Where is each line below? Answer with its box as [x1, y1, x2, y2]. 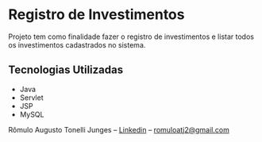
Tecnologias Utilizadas [8, 63, 124, 77]
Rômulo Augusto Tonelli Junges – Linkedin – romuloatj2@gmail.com [8, 125, 230, 134]
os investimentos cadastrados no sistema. [8, 40, 146, 49]
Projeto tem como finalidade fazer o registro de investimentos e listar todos [8, 32, 254, 41]
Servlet [19, 93, 44, 102]
